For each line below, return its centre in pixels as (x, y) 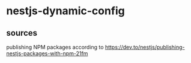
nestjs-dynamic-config (65, 11)
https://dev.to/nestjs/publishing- (145, 47)
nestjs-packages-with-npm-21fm (47, 53)
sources (22, 33)
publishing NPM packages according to (55, 47)
